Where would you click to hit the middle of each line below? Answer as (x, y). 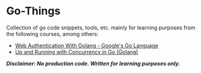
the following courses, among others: (52, 34)
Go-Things (33, 11)
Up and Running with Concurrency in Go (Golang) (76, 51)
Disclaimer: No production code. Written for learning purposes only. (93, 63)
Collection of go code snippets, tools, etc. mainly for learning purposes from (101, 28)
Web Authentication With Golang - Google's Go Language (86, 45)
